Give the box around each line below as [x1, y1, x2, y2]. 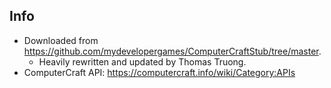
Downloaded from [23, 34, 99, 46]
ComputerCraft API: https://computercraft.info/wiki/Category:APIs [23, 66, 296, 78]
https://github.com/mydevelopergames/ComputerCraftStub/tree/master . [23, 45, 322, 57]
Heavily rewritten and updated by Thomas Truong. [38, 55, 247, 68]
